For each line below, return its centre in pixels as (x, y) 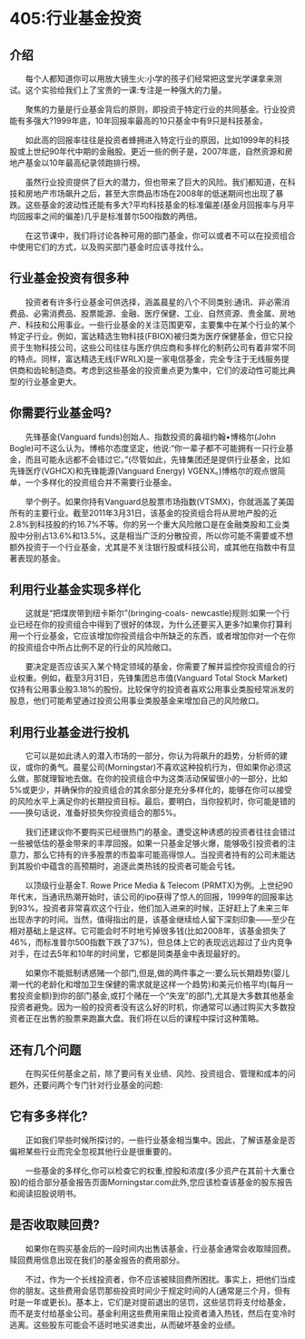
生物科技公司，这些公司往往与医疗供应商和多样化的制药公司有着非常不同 (160, 347)
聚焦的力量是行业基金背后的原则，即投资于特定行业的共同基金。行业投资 (160, 109)
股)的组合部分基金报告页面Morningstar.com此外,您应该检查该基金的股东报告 (151, 1182)
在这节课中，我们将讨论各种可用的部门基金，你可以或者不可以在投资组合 (160, 236)
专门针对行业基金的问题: (118, 1085)
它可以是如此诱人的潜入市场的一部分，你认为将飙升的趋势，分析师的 (152, 756)
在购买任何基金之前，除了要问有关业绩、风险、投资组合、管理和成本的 (156, 1073)
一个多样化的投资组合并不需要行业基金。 (101, 482)
